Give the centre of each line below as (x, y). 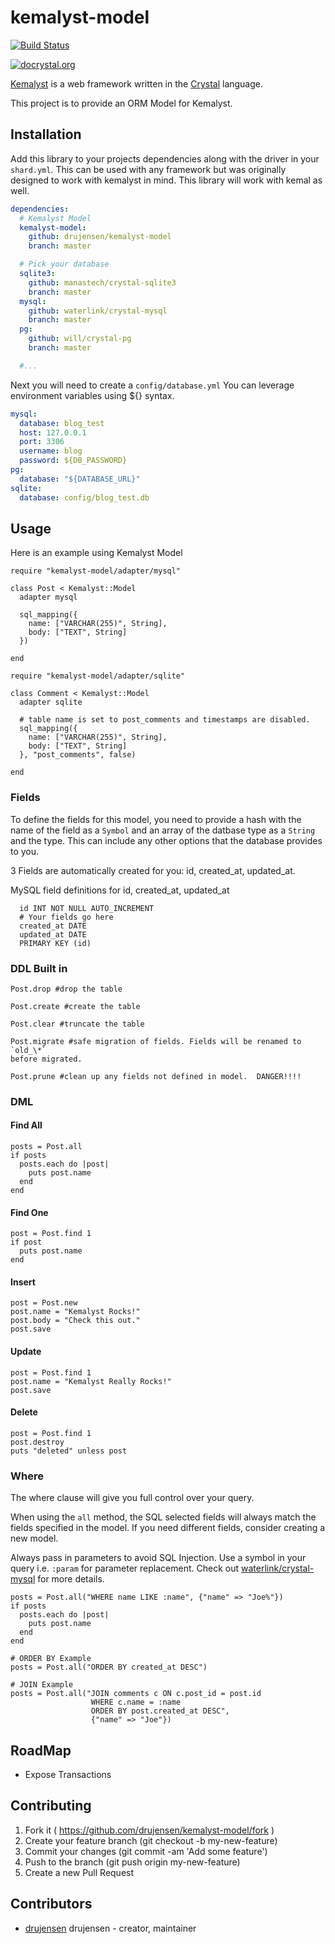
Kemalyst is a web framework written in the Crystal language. (137, 83)
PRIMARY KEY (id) (55, 943)
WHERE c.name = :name (136, 1702)
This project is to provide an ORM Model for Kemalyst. (121, 103)
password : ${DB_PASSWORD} (73, 461)
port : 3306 (42, 442)
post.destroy (37, 1442)
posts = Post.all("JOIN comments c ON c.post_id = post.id (136, 1694)
